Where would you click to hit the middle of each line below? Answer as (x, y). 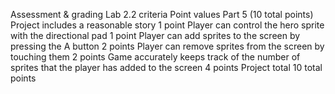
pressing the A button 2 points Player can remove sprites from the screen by (167, 46)
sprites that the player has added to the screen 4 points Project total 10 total (166, 67)
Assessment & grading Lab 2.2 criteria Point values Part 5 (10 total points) (162, 14)
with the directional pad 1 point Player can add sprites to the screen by (155, 35)
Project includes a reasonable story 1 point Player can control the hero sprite (167, 25)
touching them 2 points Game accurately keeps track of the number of (155, 57)
